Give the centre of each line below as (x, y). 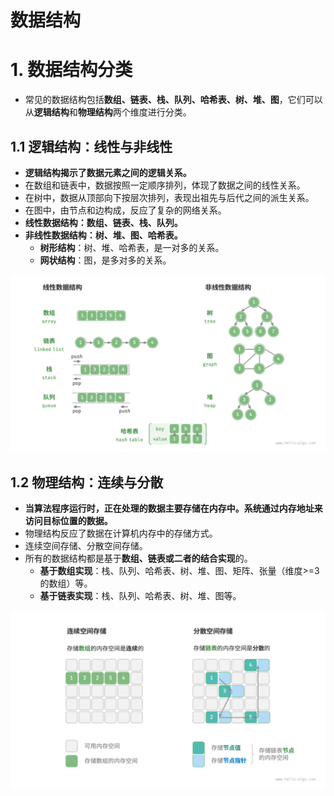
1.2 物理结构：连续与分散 (87, 482)
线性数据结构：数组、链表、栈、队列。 (103, 222)
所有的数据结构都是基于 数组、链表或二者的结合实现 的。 (138, 558)
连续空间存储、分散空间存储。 (86, 546)
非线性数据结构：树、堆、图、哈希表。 (103, 235)
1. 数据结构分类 (71, 70)
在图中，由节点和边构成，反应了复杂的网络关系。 (125, 210)
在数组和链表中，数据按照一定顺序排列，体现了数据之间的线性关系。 (165, 185)
